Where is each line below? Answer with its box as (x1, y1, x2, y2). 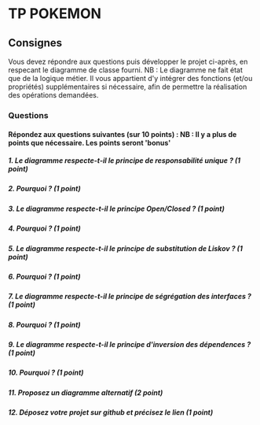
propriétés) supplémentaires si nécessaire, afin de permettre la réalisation (8, 82, 247, 91)
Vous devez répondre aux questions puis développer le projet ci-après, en (8, 57, 248, 66)
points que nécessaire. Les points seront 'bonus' (8, 138, 171, 147)
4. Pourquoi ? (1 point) (8, 224, 81, 233)
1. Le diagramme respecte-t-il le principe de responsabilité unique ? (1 (8, 156, 241, 165)
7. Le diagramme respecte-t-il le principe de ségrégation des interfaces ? (8, 292, 251, 301)
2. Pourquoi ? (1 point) (8, 184, 81, 194)
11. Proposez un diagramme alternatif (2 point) (8, 387, 163, 397)
